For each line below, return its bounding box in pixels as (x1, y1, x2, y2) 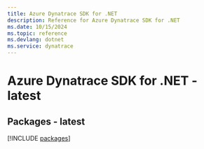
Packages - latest (7, 115, 86, 127)
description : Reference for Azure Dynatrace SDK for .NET (7, 17, 180, 24)
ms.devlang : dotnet (7, 36, 64, 43)
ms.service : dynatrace (7, 43, 74, 50)
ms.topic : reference (7, 29, 68, 37)
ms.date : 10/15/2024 (7, 23, 68, 30)
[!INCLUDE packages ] (7, 134, 71, 142)
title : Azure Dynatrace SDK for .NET (7, 10, 118, 17)
